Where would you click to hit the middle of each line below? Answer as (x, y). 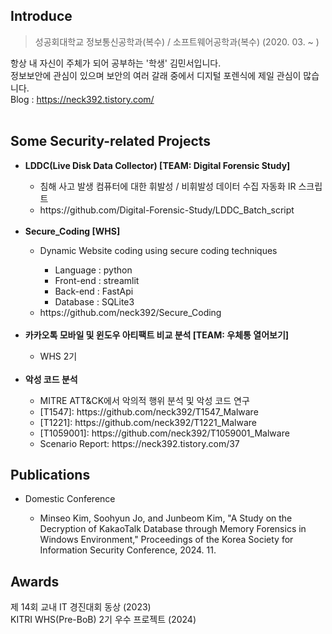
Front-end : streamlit (97, 280)
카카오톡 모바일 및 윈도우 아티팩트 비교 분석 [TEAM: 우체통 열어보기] (157, 335)
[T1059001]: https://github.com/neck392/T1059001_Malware (164, 433)
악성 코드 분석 (51, 379)
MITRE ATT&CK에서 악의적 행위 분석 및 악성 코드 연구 (144, 400)
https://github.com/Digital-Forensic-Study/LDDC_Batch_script (167, 210)
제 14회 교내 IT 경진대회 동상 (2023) (81, 607)
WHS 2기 (58, 356)
